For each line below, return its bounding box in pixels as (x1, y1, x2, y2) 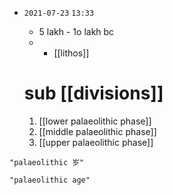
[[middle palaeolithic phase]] (38, 125, 157, 137)
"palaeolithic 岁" (9, 157, 85, 167)
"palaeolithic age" (9, 175, 91, 185)
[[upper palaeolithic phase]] (38, 136, 154, 148)
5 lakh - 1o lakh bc (38, 26, 115, 37)
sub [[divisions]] (23, 82, 164, 105)
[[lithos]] (53, 47, 90, 59)
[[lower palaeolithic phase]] (38, 115, 152, 127)
